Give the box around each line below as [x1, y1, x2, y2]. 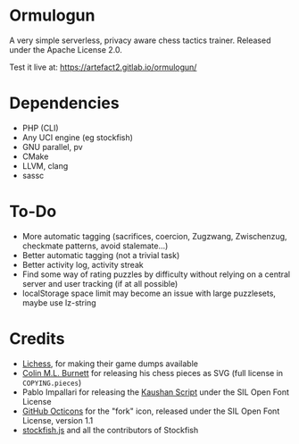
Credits [9, 329, 65, 348]
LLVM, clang [21, 160, 69, 171]
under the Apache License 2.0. [9, 44, 123, 54]
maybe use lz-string [21, 297, 96, 308]
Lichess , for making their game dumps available [21, 358, 199, 369]
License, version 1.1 [21, 415, 94, 425]
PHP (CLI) [21, 122, 60, 133]
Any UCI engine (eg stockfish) [21, 131, 134, 143]
